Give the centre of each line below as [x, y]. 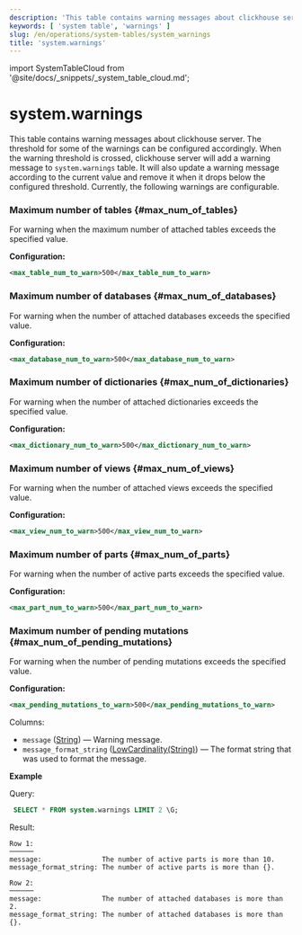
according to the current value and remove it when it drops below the [138, 177]
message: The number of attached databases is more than [146, 899]
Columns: [27, 722]
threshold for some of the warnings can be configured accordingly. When [145, 148]
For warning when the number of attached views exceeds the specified [141, 488]
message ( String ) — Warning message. [92, 740]
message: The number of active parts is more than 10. [142, 859]
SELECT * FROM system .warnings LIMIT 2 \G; [96, 810]
